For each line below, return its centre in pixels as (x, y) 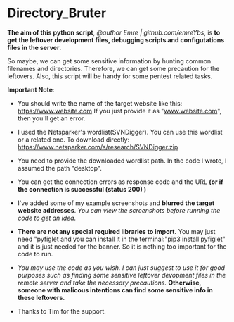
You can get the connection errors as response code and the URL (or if (120, 182)
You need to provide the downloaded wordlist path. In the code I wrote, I (122, 161)
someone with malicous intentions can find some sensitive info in (115, 290)
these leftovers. (41, 297)
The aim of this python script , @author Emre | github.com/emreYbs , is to (113, 32)
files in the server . (34, 47)
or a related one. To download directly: (73, 140)
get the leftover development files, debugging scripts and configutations (116, 39)
